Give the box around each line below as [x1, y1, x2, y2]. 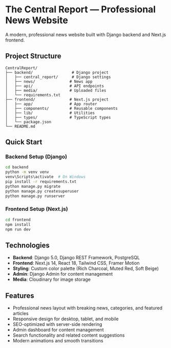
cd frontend [5, 217, 31, 222]
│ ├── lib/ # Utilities [5, 110, 95, 115]
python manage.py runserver [5, 194, 66, 199]
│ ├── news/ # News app [5, 79, 93, 84]
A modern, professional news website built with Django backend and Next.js [5, 31, 166, 37]
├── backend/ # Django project [5, 70, 109, 75]
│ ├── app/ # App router [5, 101, 97, 106]
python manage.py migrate [5, 184, 60, 189]
